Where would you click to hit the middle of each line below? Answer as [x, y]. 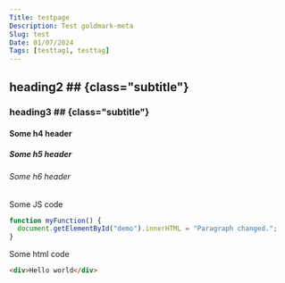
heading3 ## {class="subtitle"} [80, 112]
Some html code [39, 254]
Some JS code [36, 204]
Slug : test [29, 34]
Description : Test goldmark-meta [71, 26]
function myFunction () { [55, 221]
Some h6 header [40, 176]
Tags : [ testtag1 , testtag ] [59, 51]
